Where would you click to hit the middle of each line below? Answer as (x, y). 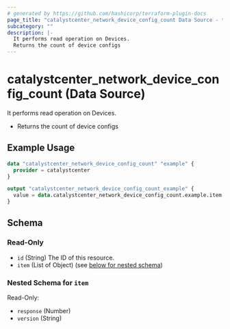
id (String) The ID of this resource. (66, 258)
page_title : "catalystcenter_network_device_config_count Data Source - (113, 20)
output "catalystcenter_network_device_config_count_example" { (101, 189)
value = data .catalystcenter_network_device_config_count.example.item (118, 195)
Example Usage (41, 148)
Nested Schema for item (48, 282)
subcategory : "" (30, 26)
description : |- (30, 33)
